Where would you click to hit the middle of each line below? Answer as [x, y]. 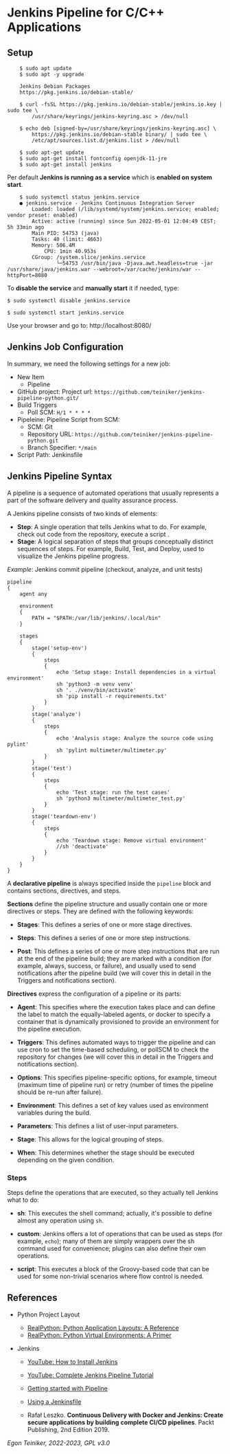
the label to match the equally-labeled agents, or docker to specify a [114, 1014]
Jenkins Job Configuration [65, 347]
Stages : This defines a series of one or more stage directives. [104, 924]
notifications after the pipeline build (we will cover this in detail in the [114, 973]
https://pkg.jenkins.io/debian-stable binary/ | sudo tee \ [119, 135]
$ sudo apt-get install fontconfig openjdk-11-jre [93, 159]
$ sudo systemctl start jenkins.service [66, 313]
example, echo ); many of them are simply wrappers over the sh [106, 1241]
